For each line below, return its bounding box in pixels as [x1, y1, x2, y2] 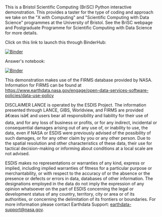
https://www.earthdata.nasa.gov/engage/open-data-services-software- [5, 88, 149, 93]
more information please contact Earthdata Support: [5, 201, 109, 207]
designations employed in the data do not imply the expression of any [5, 181, 145, 186]
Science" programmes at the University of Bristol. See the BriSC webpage [5, 19, 153, 25]
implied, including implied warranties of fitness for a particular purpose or [5, 165, 152, 171]
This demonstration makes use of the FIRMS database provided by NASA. [5, 77, 153, 83]
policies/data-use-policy [5, 92, 54, 98]
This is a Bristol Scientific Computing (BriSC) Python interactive [5, 4, 132, 10]
